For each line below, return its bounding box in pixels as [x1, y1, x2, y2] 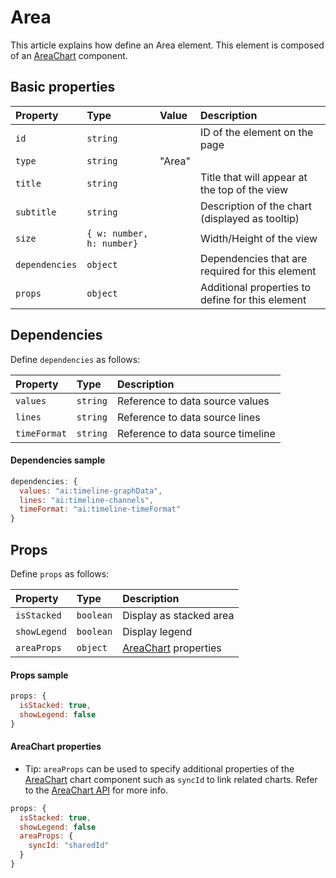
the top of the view [199, 182, 289, 196]
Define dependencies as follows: [10, 353, 141, 365]
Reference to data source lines [116, 410, 261, 424]
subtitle [15, 206, 57, 218]
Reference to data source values [116, 394, 270, 408]
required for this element [199, 264, 317, 278]
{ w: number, [86, 227, 149, 239]
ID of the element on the [199, 125, 314, 139]
